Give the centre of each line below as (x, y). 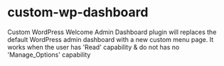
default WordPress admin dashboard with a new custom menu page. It (111, 39)
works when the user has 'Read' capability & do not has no (94, 47)
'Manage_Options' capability (49, 55)
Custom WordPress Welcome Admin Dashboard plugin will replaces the (112, 32)
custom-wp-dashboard (78, 12)
